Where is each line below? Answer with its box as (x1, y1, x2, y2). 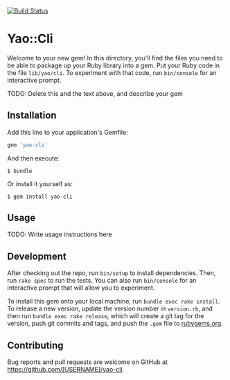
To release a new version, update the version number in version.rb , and (7, 304, 213, 313)
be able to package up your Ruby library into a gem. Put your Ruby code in (7, 61, 220, 69)
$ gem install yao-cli (7, 193, 73, 200)
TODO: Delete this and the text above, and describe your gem (7, 89, 184, 97)
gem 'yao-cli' (7, 141, 48, 149)
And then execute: (7, 154, 60, 163)
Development (7, 250, 67, 262)
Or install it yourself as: (7, 179, 73, 188)
